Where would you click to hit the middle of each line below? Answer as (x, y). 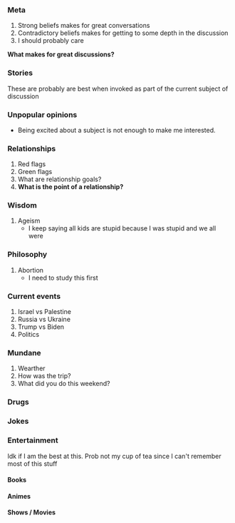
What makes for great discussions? (61, 54)
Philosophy (27, 255)
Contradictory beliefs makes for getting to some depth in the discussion (123, 33)
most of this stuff (32, 463)
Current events (34, 296)
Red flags (32, 164)
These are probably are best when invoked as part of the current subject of (118, 88)
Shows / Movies (31, 512)
